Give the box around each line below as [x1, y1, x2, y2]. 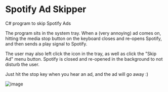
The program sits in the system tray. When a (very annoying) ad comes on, [5, 30, 161, 36]
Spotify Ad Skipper [5, 4, 87, 15]
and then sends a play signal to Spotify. [5, 40, 88, 47]
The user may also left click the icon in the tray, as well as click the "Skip [5, 51, 157, 57]
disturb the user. [5, 61, 39, 67]
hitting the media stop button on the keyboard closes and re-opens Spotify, [5, 35, 162, 41]
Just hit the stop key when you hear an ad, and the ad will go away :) [5, 71, 148, 77]
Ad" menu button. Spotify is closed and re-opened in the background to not [5, 56, 163, 62]
